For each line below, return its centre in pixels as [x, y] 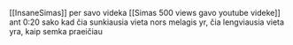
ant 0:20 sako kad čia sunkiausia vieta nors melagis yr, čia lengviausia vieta [147, 22]
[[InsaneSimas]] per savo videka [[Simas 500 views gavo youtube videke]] [145, 13]
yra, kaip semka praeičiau [56, 31]
